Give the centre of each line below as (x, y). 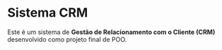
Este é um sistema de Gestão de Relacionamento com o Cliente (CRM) (111, 32)
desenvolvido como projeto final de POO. (67, 39)
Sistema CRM (48, 13)
